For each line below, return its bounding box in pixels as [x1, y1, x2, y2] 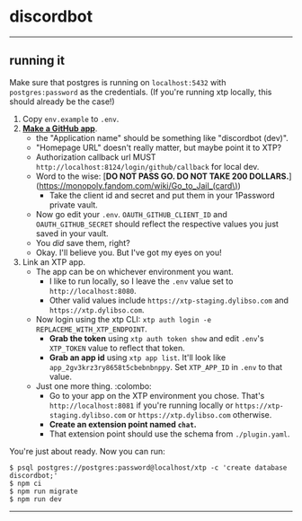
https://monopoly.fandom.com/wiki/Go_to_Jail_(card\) [39, 180, 238, 190]
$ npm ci [9, 479, 42, 488]
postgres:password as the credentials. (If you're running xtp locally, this [9, 86, 272, 97]
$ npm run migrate [9, 487, 78, 496]
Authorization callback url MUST [35, 151, 156, 163]
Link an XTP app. [22, 256, 86, 267]
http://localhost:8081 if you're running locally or [49, 400, 234, 411]
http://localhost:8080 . [49, 285, 137, 296]
